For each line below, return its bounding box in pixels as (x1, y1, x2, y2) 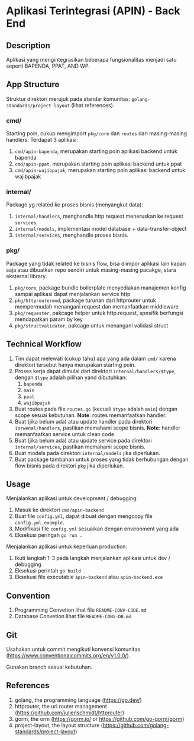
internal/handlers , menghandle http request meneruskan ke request (14, 212, 183, 220)
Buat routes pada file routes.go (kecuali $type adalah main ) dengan (14, 405, 178, 412)
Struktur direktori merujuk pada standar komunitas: (6, 95, 131, 102)
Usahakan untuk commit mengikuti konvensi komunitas (6, 645, 141, 653)
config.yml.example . (14, 519, 64, 526)
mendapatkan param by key (14, 316, 83, 323)
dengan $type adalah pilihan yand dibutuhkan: (14, 374, 127, 381)
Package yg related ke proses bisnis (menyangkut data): (6, 201, 144, 208)
